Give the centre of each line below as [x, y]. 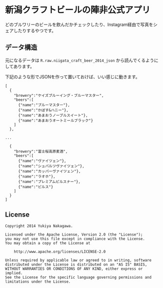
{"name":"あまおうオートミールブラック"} [56, 120]
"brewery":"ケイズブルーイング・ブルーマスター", [59, 95]
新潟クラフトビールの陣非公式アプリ [78, 10]
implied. [14, 273]
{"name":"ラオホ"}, [37, 177]
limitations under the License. [38, 282]
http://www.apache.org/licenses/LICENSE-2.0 [60, 252]
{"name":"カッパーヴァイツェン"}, [49, 171]
